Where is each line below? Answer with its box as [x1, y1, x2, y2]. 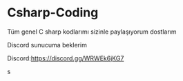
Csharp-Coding [7, 5, 99, 21]
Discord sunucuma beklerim [7, 40, 88, 49]
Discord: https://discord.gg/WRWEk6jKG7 [7, 54, 124, 62]
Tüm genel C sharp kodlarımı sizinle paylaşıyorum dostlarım [7, 27, 177, 36]
